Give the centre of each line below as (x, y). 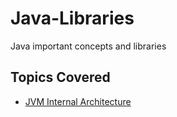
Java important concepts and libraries (88, 46)
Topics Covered (60, 77)
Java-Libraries (72, 18)
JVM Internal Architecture (78, 101)
